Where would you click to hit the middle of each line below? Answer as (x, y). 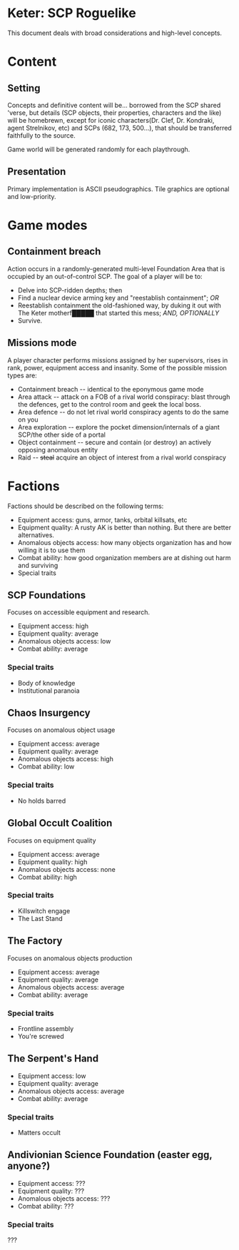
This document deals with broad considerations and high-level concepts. (115, 33)
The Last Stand (40, 918)
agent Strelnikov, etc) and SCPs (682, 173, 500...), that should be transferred (119, 128)
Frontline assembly (46, 1028)
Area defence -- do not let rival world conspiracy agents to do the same (123, 412)
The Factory (35, 941)
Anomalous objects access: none (66, 869)
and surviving (38, 565)
